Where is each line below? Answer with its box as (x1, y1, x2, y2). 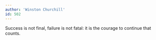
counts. (5, 30, 21, 36)
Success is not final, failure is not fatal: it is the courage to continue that (5, 25, 152, 31)
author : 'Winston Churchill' (5, 7, 65, 12)
